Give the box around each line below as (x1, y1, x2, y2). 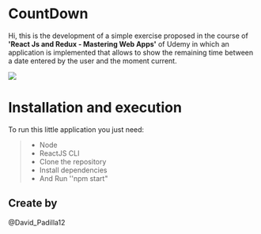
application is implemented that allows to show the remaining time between (8, 47, 254, 57)
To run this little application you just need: (8, 124, 145, 134)
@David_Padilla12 (8, 217, 66, 227)
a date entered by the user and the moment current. (8, 56, 177, 66)
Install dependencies (39, 165, 108, 175)
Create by (8, 197, 58, 210)
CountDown (8, 5, 89, 23)
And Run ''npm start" (39, 173, 108, 183)
